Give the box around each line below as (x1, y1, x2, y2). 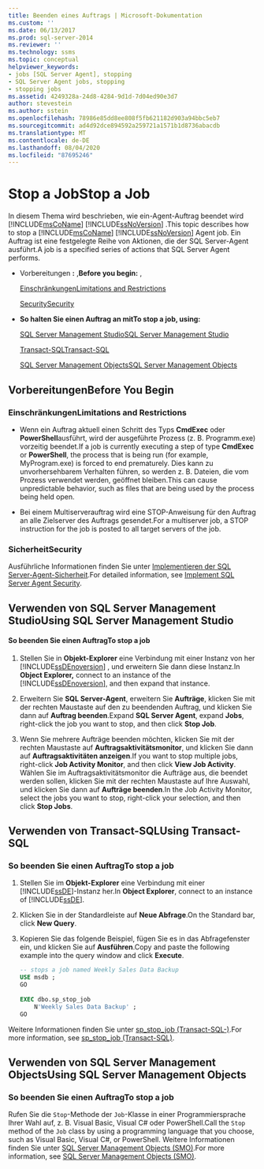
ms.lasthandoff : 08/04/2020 (8, 144, 101, 152)
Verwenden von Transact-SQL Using (8, 825, 189, 838)
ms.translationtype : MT (8, 129, 87, 137)
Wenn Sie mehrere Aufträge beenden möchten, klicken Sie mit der (19, 734, 235, 743)
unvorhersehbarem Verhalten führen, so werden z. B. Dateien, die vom (19, 467, 250, 476)
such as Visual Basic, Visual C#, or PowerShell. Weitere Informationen (8, 1135, 235, 1145)
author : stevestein (8, 100, 73, 107)
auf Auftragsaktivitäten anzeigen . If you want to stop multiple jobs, (19, 751, 239, 761)
